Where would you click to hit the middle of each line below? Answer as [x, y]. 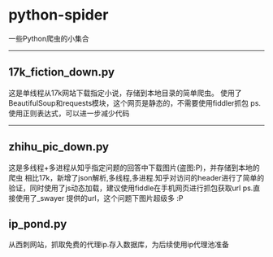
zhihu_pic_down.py [59, 147]
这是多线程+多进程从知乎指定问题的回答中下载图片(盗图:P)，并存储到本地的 [134, 168]
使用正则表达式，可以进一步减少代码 [69, 113]
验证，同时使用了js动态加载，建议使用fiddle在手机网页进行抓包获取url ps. [131, 188]
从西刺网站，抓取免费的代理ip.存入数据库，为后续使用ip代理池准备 [119, 245]
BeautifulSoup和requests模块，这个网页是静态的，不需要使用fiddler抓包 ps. [135, 102]
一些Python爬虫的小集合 [49, 38]
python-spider [58, 15]
